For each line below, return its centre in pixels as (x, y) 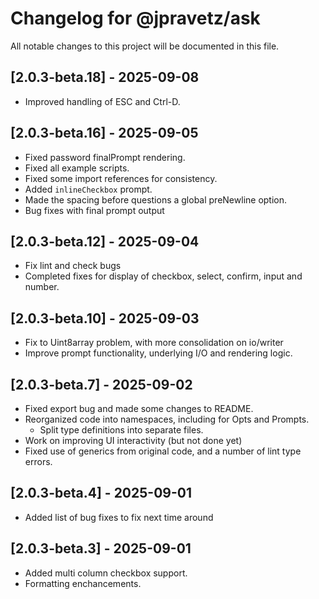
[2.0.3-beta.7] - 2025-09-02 (101, 384)
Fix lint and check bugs (73, 266)
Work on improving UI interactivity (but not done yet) (133, 440)
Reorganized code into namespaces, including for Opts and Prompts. (167, 419)
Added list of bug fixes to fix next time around (119, 517)
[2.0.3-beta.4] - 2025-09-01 (101, 493)
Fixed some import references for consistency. (121, 178)
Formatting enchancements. (83, 583)
